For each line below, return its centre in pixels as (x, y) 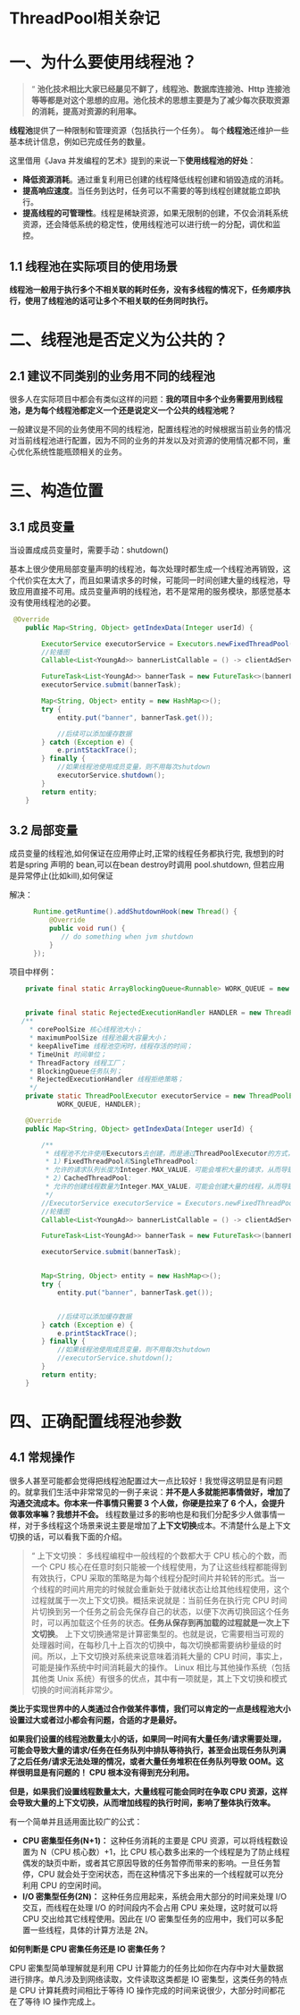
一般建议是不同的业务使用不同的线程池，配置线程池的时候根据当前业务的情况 (150, 429)
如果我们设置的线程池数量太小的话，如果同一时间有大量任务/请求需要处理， (148, 1739)
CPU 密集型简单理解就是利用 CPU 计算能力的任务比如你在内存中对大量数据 (146, 1968)
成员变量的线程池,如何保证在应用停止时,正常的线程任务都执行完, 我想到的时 (147, 854)
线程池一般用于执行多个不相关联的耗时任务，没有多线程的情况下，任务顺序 (146, 289)
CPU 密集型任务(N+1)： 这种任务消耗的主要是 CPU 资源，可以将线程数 (151, 1840)
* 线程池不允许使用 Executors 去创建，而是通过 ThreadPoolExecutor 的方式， (170, 1153)
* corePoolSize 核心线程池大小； (86, 1030)
